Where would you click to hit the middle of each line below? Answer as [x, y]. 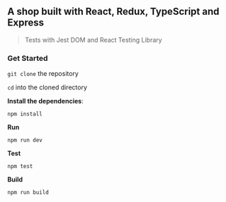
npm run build [28, 193]
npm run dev [25, 140]
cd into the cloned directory [47, 87]
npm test [20, 167]
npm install [25, 114]
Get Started [28, 58]
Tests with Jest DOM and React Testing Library [93, 40]
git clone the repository [43, 74]
